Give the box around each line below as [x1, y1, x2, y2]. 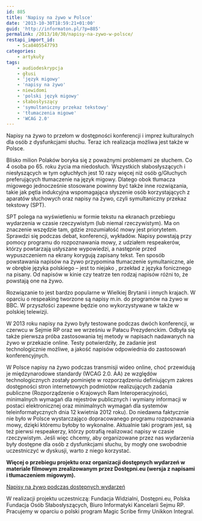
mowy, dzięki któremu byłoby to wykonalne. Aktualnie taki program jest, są [6, 421, 192, 429]
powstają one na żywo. [6, 277, 64, 284]
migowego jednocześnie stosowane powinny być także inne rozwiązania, [6, 182, 188, 190]
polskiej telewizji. [6, 308, 49, 316]
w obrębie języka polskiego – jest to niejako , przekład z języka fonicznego [6, 264, 192, 272]
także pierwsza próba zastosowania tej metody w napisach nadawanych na [6, 333, 194, 340]
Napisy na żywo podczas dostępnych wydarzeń [6, 484, 125, 491]
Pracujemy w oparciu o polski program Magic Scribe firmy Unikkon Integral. [6, 508, 195, 515]
